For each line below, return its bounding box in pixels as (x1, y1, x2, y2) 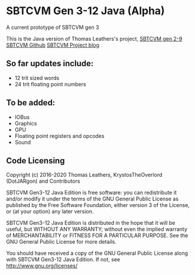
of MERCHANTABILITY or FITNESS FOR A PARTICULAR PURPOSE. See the (6, 232, 188, 239)
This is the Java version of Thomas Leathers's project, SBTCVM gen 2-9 (6, 35, 183, 42)
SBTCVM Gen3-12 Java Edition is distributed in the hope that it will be (6, 219, 175, 227)
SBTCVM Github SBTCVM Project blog (6, 41, 99, 48)
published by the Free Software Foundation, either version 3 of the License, (6, 202, 190, 209)
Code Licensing (6, 156, 65, 166)
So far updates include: (6, 59, 94, 69)
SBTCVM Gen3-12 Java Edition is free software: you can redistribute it (6, 189, 177, 196)
